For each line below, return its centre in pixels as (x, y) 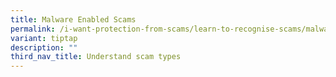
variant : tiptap (44, 38)
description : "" (44, 47)
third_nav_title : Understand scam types (96, 57)
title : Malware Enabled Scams (73, 19)
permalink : (33, 29)
